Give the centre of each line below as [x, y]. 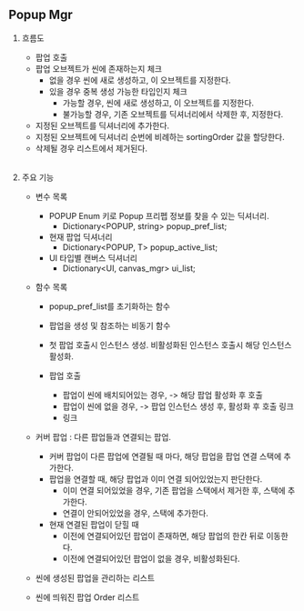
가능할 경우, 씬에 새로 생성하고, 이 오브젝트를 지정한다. [158, 103]
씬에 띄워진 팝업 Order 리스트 [87, 597]
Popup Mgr [41, 15]
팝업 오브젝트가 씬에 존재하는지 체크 [99, 68]
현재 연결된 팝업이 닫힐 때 [94, 524]
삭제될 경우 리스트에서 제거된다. [91, 148]
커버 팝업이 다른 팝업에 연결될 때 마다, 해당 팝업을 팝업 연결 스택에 [165, 456]
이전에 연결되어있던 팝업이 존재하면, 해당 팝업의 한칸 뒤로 [163, 536]
